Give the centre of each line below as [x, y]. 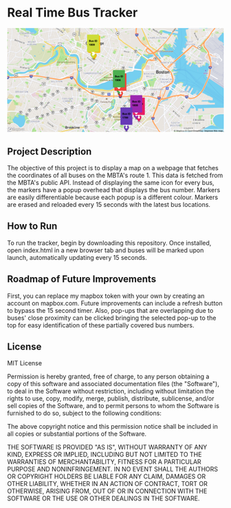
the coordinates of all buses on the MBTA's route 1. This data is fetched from [115, 175]
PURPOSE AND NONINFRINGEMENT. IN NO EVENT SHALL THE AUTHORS [113, 469]
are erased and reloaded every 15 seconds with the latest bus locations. [109, 204]
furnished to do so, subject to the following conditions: [84, 413]
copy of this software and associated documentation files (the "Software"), [113, 384]
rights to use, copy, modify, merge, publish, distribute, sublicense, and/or [111, 398]
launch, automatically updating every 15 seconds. [77, 257]
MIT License [25, 363]
